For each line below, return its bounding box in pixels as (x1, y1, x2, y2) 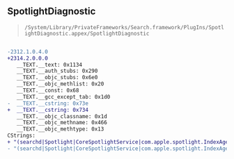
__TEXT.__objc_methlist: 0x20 (16, 81, 104, 87)
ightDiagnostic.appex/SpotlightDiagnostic (24, 30, 150, 37)
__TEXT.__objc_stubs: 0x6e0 (16, 74, 98, 81)
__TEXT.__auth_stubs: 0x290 (16, 67, 98, 75)
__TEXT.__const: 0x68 (16, 87, 79, 94)
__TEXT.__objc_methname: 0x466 (16, 119, 108, 126)
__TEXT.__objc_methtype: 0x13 (16, 126, 104, 133)
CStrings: (7, 132, 36, 140)
